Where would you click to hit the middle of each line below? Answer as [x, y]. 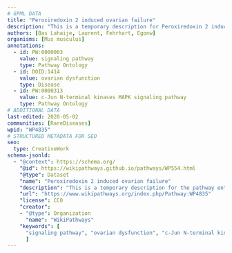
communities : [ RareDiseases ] [49, 123]
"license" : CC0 [41, 201]
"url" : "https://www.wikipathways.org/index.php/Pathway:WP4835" [116, 194]
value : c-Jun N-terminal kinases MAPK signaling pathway [103, 98]
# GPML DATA [24, 14]
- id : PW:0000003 [38, 53]
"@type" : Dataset [45, 175]
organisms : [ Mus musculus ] [46, 40]
